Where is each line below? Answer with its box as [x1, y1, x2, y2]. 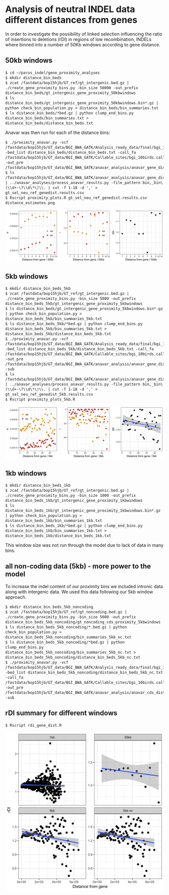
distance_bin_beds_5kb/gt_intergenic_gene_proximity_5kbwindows [5, 301, 143, 306]
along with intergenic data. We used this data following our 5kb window [5, 589, 153, 595]
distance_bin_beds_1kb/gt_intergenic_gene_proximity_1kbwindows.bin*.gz [5, 508, 161, 514]
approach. [5, 594, 27, 600]
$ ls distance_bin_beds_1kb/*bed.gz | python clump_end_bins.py [5, 523, 143, 529]
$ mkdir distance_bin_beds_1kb [5, 483, 71, 488]
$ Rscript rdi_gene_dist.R [5, 723, 62, 728]
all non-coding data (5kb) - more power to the [5, 562, 151, 570]
